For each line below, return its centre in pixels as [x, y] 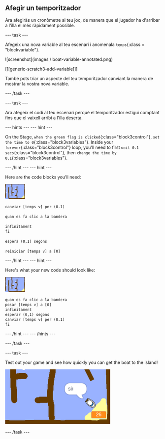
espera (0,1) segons [26, 241]
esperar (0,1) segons [27, 314]
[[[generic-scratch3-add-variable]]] [41, 69]
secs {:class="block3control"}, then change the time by [61, 152]
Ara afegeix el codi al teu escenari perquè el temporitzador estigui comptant [82, 112]
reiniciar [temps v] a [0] [33, 251]
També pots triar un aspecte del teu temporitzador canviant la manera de [79, 78]
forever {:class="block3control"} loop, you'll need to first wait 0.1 [72, 147]
